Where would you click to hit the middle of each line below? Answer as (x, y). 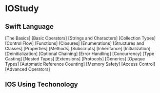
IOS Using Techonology (41, 84)
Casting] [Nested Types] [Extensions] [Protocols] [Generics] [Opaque (75, 59)
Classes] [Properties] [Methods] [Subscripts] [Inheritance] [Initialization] (78, 48)
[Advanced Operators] (28, 69)
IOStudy (22, 9)
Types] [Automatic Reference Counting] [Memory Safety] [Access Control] (80, 64)
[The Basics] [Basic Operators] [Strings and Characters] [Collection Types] (80, 38)
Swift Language (29, 27)
